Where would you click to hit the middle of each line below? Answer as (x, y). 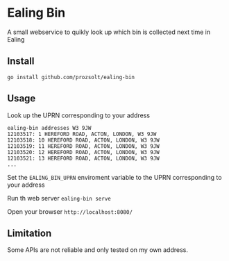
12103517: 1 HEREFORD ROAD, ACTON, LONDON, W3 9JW (82, 134)
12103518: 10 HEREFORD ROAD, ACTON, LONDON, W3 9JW (83, 140)
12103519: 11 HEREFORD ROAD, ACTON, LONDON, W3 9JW (83, 146)
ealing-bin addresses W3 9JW (49, 128)
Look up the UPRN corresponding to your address (79, 115)
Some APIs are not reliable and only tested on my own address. (98, 250)
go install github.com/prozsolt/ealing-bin (71, 77)
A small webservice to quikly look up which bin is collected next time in (109, 32)
